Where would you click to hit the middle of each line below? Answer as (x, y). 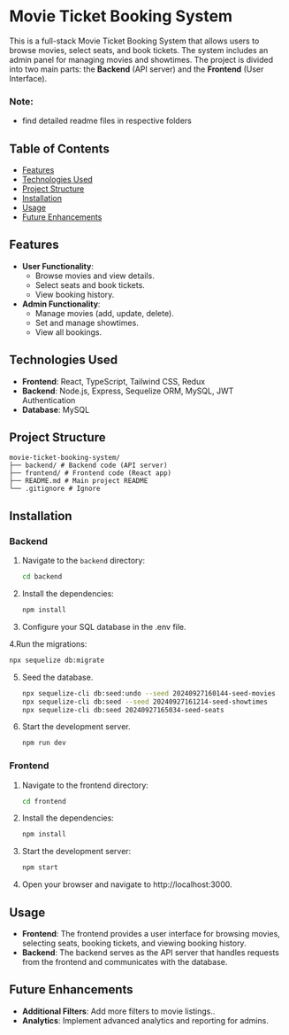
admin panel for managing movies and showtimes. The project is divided (141, 59)
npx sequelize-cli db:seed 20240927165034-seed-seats (123, 710)
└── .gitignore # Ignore (55, 489)
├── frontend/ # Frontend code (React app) (91, 473)
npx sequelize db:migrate (57, 660)
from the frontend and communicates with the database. (125, 962)
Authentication (49, 400)
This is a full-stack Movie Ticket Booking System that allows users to (134, 41)
